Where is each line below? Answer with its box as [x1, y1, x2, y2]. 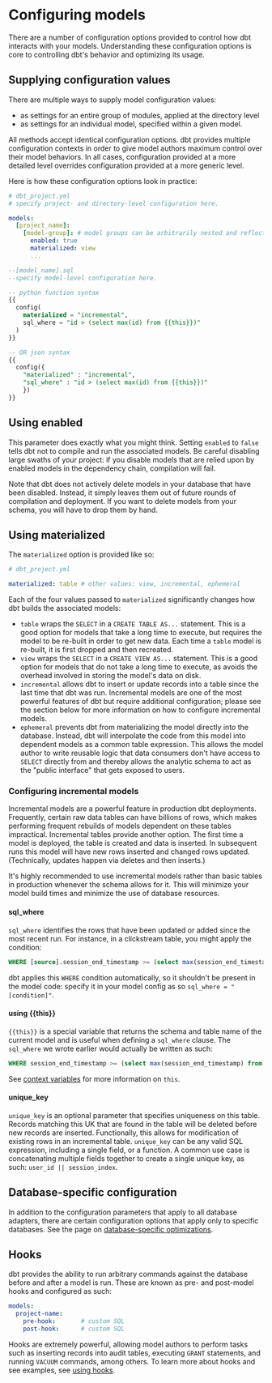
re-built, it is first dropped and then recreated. [19, 645, 174, 655]
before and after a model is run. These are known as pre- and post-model [8, 1278, 254, 1287]
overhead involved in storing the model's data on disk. [19, 671, 202, 681]
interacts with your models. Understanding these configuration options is [8, 41, 253, 50]
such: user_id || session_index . [8, 1162, 118, 1172]
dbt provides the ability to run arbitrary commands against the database [8, 1270, 249, 1279]
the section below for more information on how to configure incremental [19, 705, 261, 715]
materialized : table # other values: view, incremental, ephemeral [8, 580, 241, 588]
